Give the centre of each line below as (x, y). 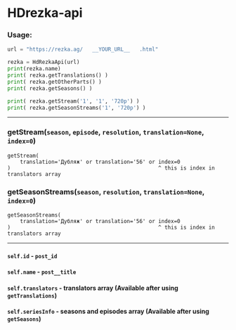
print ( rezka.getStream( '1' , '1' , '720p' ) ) (73, 101)
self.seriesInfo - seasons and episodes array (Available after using (108, 312)
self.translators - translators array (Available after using (93, 288)
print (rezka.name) (34, 69)
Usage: (20, 35)
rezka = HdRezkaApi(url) (44, 62)
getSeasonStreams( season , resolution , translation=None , (106, 191)
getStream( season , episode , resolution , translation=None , (106, 132)
